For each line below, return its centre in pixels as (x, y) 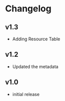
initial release (26, 94)
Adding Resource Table (36, 39)
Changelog (28, 9)
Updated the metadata (35, 66)
